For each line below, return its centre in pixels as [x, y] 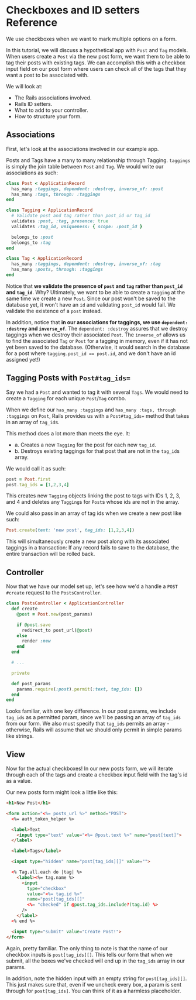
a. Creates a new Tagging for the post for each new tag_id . [85, 445]
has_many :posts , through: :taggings [57, 270]
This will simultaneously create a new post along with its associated [88, 541]
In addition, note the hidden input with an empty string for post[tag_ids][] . [97, 978]
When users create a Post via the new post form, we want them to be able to [98, 56]
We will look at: [24, 86]
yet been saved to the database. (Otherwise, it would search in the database [98, 347]
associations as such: [32, 173]
